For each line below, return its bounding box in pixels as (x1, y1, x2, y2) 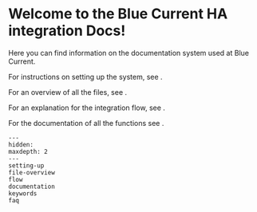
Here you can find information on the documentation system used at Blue (8, 48, 250, 57)
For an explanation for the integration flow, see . (8, 103, 166, 112)
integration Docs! (8, 22, 126, 40)
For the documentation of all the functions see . (8, 118, 164, 128)
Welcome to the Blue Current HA (8, 5, 228, 23)
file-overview (8, 168, 56, 176)
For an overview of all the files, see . (8, 87, 128, 96)
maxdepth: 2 (8, 147, 48, 155)
